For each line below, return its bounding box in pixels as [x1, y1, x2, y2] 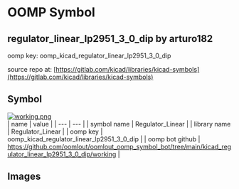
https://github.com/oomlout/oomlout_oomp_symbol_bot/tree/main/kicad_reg [7, 142, 232, 151]
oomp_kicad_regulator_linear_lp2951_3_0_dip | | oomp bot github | [7, 134, 201, 143]
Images [7, 171, 41, 183]
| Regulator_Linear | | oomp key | [7, 127, 103, 136]
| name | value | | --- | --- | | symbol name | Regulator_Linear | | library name [7, 119, 231, 128]
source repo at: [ [7, 65, 56, 73]
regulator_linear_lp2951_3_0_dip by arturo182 [7, 33, 213, 45]
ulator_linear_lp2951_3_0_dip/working [7, 150, 117, 158]
